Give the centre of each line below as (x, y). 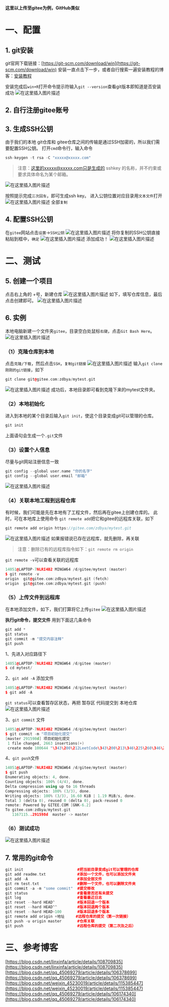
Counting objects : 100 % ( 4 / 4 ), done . (45, 782)
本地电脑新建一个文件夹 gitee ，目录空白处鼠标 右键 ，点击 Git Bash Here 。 (80, 331)
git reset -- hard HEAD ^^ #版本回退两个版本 (57, 907)
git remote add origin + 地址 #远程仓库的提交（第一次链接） (68, 916)
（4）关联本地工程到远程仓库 (40, 500)
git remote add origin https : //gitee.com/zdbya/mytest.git (68, 528)
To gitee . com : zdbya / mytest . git (38, 810)
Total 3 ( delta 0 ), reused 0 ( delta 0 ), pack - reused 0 (64, 801)
